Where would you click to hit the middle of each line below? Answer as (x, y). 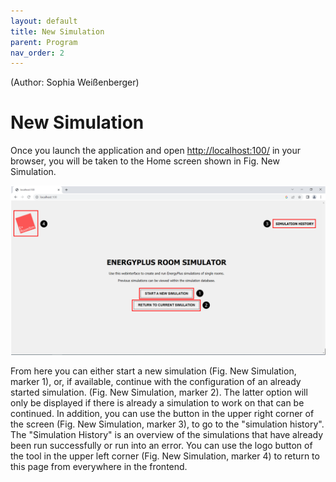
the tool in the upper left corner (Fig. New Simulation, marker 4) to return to (165, 456)
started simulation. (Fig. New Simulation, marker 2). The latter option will (159, 392)
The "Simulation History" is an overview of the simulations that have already (167, 434)
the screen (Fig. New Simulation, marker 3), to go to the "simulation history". (167, 424)
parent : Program (44, 42)
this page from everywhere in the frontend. (99, 466)
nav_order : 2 (37, 53)
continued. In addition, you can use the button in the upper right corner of (162, 413)
